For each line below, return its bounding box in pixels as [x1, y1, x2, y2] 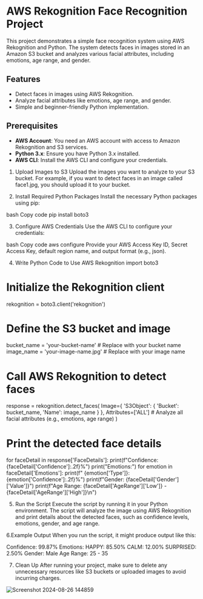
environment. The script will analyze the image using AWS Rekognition [15, 507, 191, 514]
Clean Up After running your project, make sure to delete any [15, 561, 168, 569]
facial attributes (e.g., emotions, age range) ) [6, 415, 118, 422]
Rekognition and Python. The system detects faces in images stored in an [6, 44, 190, 51]
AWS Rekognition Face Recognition [6, 4, 188, 18]
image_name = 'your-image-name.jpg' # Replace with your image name [6, 348, 185, 356]
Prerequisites [6, 121, 58, 131]
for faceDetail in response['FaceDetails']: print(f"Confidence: [6, 456, 159, 464]
